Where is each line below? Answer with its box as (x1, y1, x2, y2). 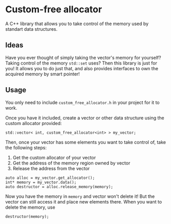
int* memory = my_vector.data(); (5, 179, 77, 185)
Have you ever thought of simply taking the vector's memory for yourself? (5, 54, 161, 60)
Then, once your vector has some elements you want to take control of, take (5, 139, 166, 145)
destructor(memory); (5, 214, 50, 219)
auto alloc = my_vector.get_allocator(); (5, 175, 95, 180)
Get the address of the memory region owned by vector (12, 160, 131, 166)
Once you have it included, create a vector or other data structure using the (5, 114, 165, 121)
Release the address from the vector (12, 165, 90, 171)
